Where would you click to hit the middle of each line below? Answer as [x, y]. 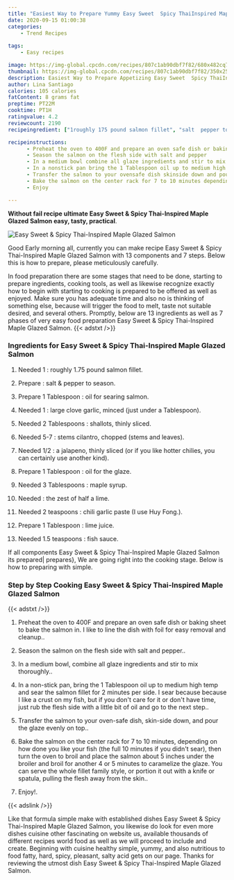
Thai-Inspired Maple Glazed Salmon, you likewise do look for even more [111, 826]
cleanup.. [31, 637]
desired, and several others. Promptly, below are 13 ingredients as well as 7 [115, 313]
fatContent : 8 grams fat [44, 97]
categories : [25, 26]
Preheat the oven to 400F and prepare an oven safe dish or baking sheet [122, 623]
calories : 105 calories [42, 91]
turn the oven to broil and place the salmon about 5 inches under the [116, 756]
